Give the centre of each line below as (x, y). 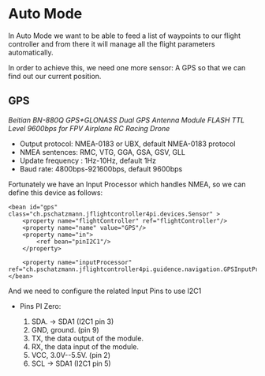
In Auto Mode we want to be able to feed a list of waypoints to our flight (125, 36)
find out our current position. (55, 76)
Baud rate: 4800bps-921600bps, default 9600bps (101, 169)
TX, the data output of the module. (88, 338)
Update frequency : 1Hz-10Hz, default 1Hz (88, 160)
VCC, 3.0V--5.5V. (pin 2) (71, 355)
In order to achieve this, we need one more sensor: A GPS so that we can (127, 67)
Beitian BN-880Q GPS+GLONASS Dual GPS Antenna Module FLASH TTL (127, 120)
